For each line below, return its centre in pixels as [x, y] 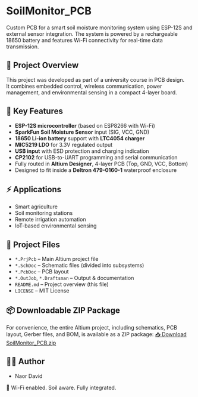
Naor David [29, 376]
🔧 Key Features [35, 111]
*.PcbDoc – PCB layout [42, 272]
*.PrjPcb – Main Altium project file [56, 259]
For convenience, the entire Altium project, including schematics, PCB [92, 327]
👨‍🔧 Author [26, 361]
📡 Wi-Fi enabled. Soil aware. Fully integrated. [61, 387]
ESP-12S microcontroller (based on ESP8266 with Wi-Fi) [85, 125]
